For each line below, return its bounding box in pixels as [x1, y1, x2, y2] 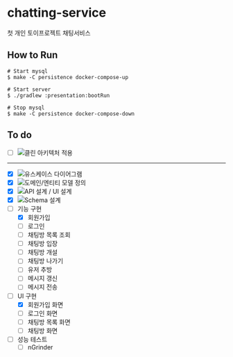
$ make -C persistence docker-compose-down [7, 110, 135, 117]
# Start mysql [7, 67, 49, 74]
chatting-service [7, 5, 106, 21]
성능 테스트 [17, 335, 48, 343]
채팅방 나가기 [27, 257, 64, 265]
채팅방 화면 [27, 326, 58, 335]
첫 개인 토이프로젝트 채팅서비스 [7, 28, 92, 37]
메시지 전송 [27, 283, 58, 291]
